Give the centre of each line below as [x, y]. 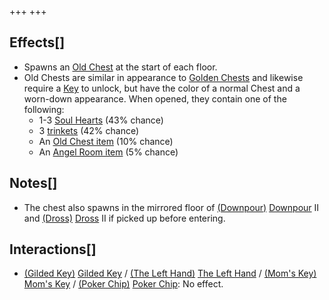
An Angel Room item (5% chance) [108, 152]
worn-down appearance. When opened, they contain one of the [155, 98]
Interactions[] [53, 249]
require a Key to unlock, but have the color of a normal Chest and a [162, 88]
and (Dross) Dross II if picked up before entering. [124, 218]
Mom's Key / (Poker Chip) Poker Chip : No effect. [123, 284]
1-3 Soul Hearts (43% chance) [101, 120]
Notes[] [33, 183]
